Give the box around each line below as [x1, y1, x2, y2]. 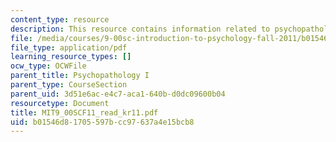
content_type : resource [10, 14, 110, 25]
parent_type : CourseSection [10, 80, 128, 90]
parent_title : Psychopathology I [10, 71, 150, 81]
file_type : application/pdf [10, 42, 128, 53]
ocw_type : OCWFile [10, 61, 87, 71]
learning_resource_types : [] [10, 52, 132, 62]
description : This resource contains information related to [10, 24, 271, 34]
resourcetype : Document [10, 98, 110, 108]
